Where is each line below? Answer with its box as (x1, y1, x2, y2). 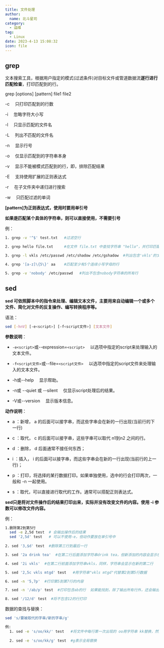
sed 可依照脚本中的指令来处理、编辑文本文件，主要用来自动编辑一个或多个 (5, 298, 155, 303)
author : (5, 12, 21, 17)
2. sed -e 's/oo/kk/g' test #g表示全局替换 (9, 638, 97, 643)
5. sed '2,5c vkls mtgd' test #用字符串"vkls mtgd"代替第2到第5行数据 (5, 570, 147, 575)
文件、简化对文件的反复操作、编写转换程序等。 (5, 304, 99, 310)
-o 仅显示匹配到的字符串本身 (5, 153, 67, 159)
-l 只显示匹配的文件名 (5, 122, 52, 128)
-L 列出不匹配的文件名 (5, 132, 54, 138)
